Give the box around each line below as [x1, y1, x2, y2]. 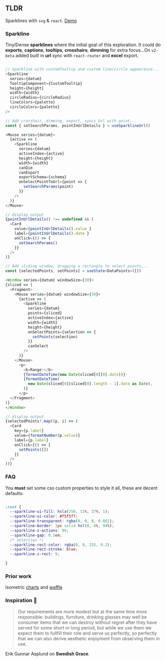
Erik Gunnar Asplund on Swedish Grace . [5, 650, 90, 656]
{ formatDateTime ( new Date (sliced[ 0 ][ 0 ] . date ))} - [23, 372, 128, 377]
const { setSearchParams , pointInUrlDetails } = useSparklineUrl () [5, 123, 151, 128]
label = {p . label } [14, 437, 49, 443]
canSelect [27, 343, 49, 349]
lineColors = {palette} [10, 100, 56, 105]
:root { [5, 504, 22, 509]
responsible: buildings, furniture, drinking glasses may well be [17, 614, 147, 620]
